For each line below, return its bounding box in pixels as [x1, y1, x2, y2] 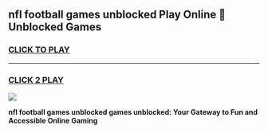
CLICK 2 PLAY [8, 74, 64, 85]
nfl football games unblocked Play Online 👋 [8, 8, 226, 22]
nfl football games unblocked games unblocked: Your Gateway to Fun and [8, 107, 258, 116]
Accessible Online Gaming [8, 115, 98, 125]
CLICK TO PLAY [8, 45, 70, 56]
